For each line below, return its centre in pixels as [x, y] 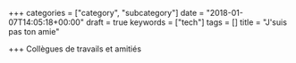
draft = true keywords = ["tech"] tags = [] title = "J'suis [186, 22]
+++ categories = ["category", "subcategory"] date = [106, 13]
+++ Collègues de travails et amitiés [75, 49]
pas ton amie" [34, 31]
